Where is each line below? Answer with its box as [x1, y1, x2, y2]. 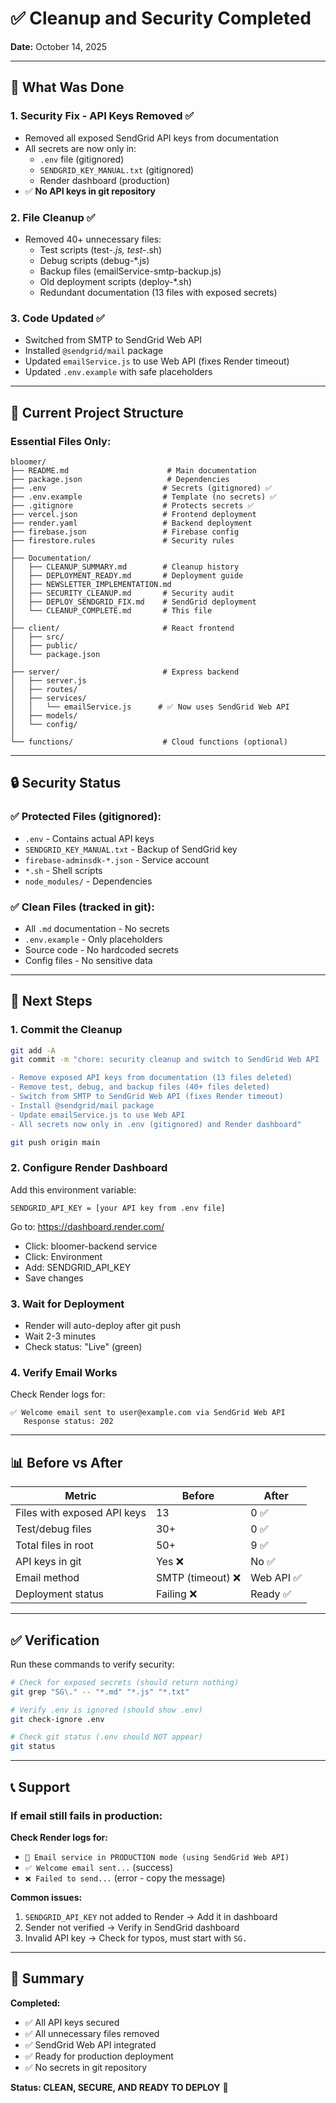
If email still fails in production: [10, 1808, 163, 1822]
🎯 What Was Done [10, 79, 125, 96]
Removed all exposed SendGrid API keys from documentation [24, 132, 279, 144]
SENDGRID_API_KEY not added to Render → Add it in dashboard [24, 1910, 278, 1922]
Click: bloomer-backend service [24, 1240, 158, 1252]
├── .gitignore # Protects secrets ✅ [10, 500, 255, 511]
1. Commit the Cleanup [10, 1023, 123, 1037]
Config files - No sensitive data [24, 954, 153, 966]
